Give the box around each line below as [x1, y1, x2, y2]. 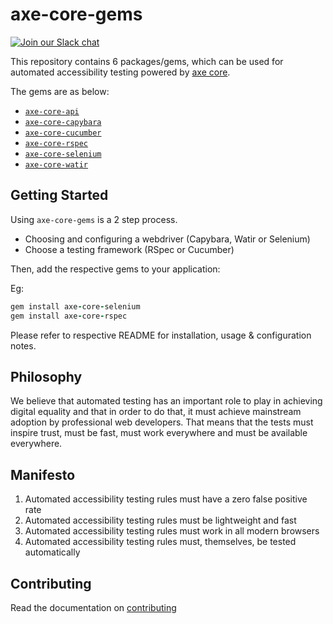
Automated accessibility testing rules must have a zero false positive [24, 493, 308, 505]
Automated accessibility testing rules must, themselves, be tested [24, 536, 297, 548]
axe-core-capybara [24, 117, 102, 127]
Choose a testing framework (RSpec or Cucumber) [24, 243, 235, 255]
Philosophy [10, 368, 83, 385]
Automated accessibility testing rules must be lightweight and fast [24, 514, 297, 527]
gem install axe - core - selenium [10, 301, 141, 312]
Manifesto [10, 466, 76, 483]
